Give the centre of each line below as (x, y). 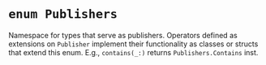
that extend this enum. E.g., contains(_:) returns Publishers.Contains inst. (133, 52)
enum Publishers (63, 14)
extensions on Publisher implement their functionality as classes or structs (133, 44)
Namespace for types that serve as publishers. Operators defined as (123, 35)
